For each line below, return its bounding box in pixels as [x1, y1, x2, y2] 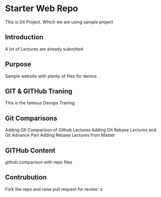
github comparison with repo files [5, 159, 72, 165]
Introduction [5, 33, 44, 41]
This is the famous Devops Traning [5, 100, 75, 106]
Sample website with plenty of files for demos [5, 73, 97, 79]
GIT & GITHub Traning [5, 87, 72, 95]
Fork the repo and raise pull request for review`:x [5, 186, 103, 192]
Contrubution [5, 173, 47, 181]
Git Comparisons [5, 114, 57, 122]
